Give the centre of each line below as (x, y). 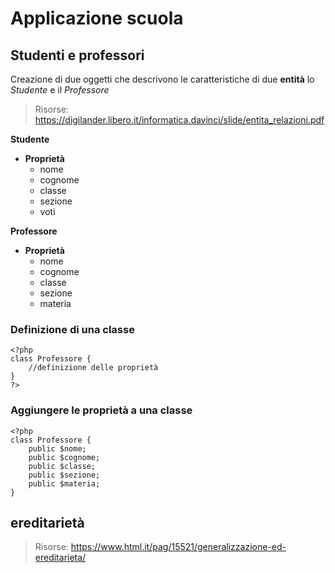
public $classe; (62, 466)
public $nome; (57, 448)
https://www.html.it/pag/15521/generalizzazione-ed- (178, 547)
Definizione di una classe (72, 329)
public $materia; (64, 483)
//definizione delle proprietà (93, 368)
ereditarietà (47, 522)
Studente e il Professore (60, 90)
